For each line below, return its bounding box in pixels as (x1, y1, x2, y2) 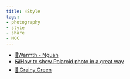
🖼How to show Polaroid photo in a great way (14, 58, 124, 64)
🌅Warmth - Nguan (14, 52, 59, 58)
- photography (6, 19, 41, 25)
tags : (6, 14, 19, 20)
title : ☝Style (6, 8, 41, 15)
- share (6, 30, 25, 36)
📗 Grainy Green (14, 66, 52, 73)
